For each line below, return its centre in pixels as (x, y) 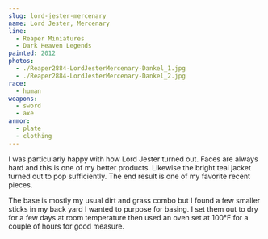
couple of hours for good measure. (67, 226)
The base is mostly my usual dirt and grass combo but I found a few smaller (134, 200)
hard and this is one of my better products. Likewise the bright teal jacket (130, 167)
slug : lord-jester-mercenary (57, 16)
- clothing (34, 136)
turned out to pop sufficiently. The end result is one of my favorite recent (130, 176)
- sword (29, 106)
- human (29, 91)
